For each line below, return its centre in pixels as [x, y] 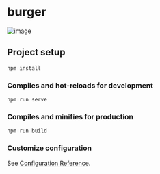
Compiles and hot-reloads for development [80, 85]
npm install [24, 68]
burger [27, 12]
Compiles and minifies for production [70, 116]
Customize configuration [50, 148]
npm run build [27, 131]
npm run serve [27, 100]
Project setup [37, 52]
